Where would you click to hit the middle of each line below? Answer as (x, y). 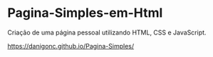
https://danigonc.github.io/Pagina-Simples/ (71, 46)
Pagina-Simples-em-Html (85, 13)
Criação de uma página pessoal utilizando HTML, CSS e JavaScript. (107, 32)
